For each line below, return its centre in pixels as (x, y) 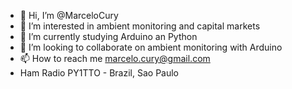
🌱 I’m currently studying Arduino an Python (108, 36)
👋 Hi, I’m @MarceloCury (69, 15)
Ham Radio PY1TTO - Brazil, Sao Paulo (99, 73)
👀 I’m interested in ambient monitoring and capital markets (140, 26)
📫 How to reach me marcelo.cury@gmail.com (115, 58)
